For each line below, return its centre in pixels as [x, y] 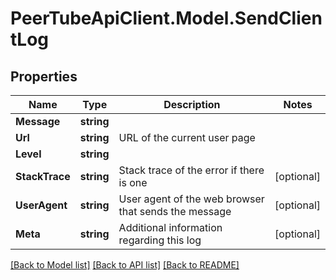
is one [133, 182]
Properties [44, 76]
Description [192, 104]
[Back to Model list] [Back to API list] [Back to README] [125, 265]
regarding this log [160, 240]
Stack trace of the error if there [191, 170]
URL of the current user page [187, 137]
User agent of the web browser [191, 199]
